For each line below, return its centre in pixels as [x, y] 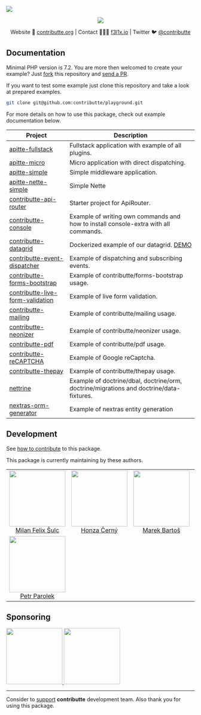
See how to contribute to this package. [54, 448]
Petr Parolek [37, 596]
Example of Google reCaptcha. [112, 357]
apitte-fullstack [31, 149]
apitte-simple [28, 172]
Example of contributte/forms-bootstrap [127, 275]
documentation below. [33, 120]
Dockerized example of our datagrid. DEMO [131, 245]
